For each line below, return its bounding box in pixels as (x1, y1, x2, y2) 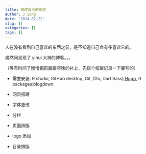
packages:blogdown (12, 81, 54, 87)
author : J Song (5, 12, 36, 17)
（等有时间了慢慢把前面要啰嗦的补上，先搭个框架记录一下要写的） (5, 65, 138, 71)
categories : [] (5, 26, 36, 31)
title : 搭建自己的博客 (5, 7, 47, 12)
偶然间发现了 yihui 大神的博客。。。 (5, 55, 73, 61)
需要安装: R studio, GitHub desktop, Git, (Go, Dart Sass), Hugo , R (12, 76, 141, 81)
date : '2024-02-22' (5, 16, 45, 21)
